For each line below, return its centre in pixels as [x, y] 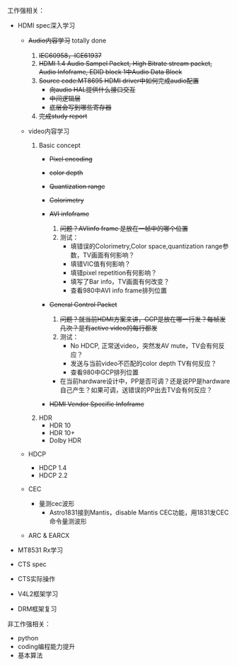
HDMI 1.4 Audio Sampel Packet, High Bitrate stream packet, [125, 63]
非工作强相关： [29, 624]
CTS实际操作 [36, 579]
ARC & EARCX [49, 535]
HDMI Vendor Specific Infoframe [97, 404]
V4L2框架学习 [38, 594]
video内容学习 [48, 131]
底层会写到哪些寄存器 [80, 107]
